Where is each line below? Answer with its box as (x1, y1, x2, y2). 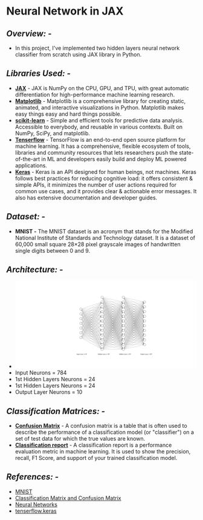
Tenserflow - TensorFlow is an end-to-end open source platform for (14, 136, 186, 143)
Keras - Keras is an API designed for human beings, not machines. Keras (14, 168, 196, 175)
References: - (6, 472, 59, 482)
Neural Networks (14, 501, 57, 508)
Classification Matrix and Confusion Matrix (14, 494, 121, 501)
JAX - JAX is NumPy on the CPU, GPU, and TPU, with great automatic (14, 84, 189, 92)
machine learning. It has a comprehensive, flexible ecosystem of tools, (14, 142, 191, 150)
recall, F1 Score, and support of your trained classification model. (14, 454, 178, 461)
